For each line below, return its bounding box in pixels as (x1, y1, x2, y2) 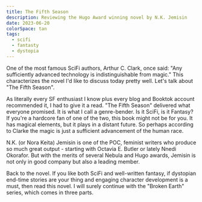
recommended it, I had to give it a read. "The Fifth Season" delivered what (6, 102, 191, 109)
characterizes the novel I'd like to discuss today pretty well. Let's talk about (6, 77, 194, 84)
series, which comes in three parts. (6, 189, 94, 196)
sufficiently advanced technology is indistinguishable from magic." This (6, 70, 184, 78)
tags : (6, 31, 20, 37)
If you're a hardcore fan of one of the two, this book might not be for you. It (6, 114, 193, 121)
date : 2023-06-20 (6, 20, 50, 26)
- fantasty (11, 43, 39, 49)
